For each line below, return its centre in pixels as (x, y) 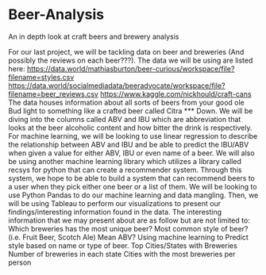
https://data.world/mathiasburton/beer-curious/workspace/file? (131, 68)
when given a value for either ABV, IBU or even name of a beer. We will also (132, 153)
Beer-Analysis (56, 15)
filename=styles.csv (41, 77)
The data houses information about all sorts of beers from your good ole (126, 102)
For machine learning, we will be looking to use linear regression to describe (133, 136)
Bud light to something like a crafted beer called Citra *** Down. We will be (131, 111)
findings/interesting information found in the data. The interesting (115, 212)
